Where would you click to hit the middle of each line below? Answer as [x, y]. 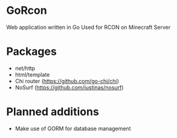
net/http [25, 68]
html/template [32, 74]
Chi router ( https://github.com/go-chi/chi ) [67, 81]
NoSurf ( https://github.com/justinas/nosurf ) [69, 87]
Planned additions [53, 112]
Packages [32, 52]
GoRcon [27, 11]
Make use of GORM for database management [73, 128]
